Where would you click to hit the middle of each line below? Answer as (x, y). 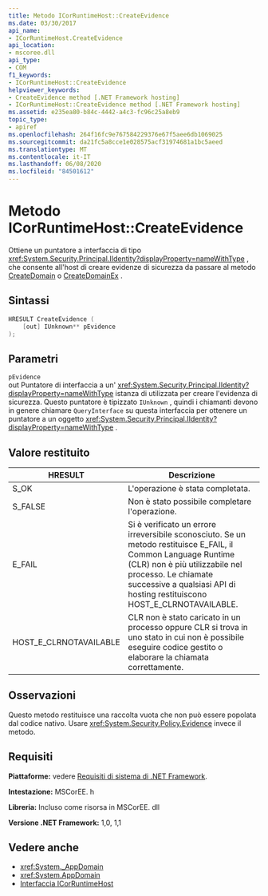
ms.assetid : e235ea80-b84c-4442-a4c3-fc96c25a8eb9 (94, 113)
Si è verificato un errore (172, 524)
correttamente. (156, 667)
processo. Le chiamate (171, 574)
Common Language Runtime (181, 554)
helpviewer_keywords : (44, 90)
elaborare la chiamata (168, 657)
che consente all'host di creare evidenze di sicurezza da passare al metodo (132, 267)
